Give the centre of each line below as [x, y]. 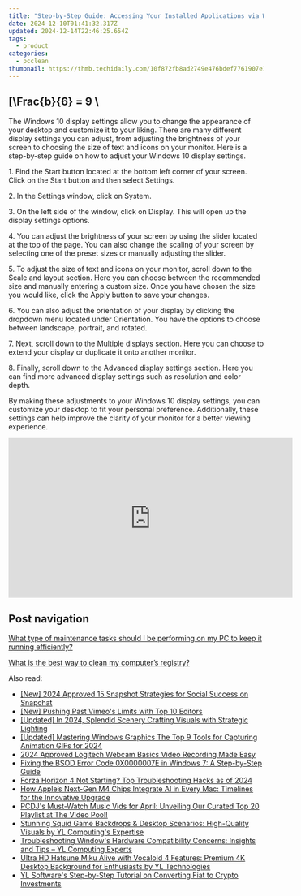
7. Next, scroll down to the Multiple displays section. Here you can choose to [136, 343]
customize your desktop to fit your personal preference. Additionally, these [133, 409]
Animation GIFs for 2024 [61, 746]
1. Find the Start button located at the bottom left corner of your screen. [128, 171]
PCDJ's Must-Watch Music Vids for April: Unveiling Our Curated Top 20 [140, 806]
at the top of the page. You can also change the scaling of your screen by [131, 244]
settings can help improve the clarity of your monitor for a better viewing [130, 418]
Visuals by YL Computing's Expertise [82, 832]
